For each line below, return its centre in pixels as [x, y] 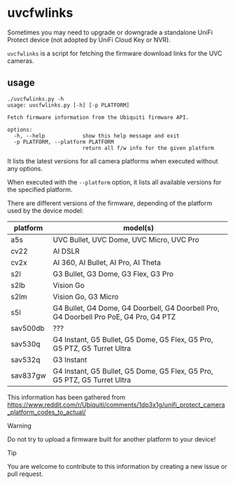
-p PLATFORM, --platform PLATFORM [64, 142]
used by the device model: [45, 210]
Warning [19, 425]
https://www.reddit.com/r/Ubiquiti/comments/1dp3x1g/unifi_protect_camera [116, 404]
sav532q [26, 360]
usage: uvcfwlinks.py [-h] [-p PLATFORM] [69, 105]
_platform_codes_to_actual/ [47, 412]
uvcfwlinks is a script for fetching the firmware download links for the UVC [115, 53]
